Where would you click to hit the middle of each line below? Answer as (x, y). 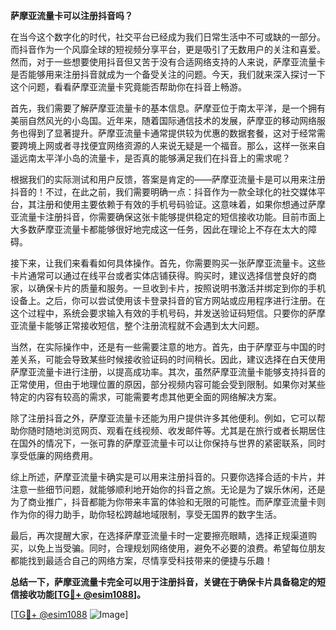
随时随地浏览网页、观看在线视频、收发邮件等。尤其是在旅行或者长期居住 (176, 430)
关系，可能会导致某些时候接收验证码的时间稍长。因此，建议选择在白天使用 (172, 359)
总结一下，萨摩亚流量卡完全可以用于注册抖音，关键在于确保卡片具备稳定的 (163, 582)
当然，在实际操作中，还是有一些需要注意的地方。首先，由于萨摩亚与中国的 (163, 347)
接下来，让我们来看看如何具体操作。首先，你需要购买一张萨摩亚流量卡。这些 (168, 263)
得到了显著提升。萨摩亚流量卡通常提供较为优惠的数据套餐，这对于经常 (172, 133)
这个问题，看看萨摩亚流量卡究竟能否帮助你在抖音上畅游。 (128, 87)
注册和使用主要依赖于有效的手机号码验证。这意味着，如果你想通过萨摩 (181, 204)
